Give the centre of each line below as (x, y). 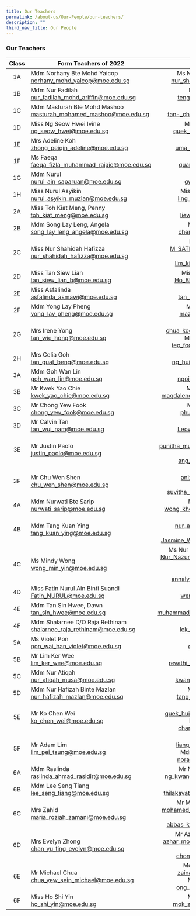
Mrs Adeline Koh (53, 140)
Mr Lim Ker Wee (52, 655)
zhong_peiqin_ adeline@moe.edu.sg (79, 148)
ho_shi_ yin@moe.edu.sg (64, 904)
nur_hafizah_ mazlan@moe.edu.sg (77, 696)
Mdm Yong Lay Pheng (61, 306)
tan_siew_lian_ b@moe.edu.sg (71, 280)
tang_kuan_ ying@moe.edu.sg (71, 533)
